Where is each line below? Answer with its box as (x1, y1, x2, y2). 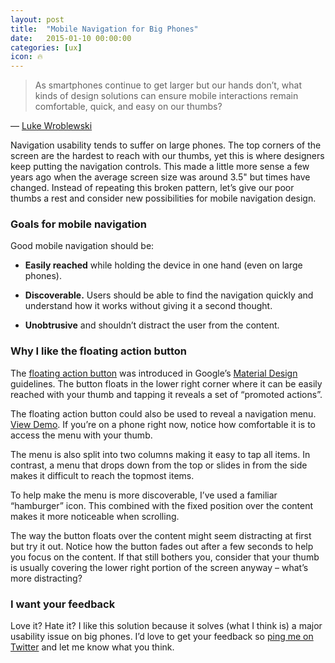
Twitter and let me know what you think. (10, 641, 175, 653)
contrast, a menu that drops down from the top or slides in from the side (10, 459, 308, 471)
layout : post (10, 14, 65, 25)
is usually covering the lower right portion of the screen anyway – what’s (10, 561, 309, 573)
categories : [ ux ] (10, 42, 83, 53)
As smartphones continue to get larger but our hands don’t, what (34, 79, 303, 91)
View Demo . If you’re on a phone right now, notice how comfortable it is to (10, 418, 316, 430)
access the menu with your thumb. (10, 429, 153, 441)
